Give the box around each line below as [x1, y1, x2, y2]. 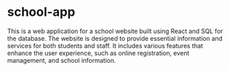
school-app [7, 4, 76, 20]
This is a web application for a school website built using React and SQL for [7, 27, 224, 35]
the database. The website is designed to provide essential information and [7, 34, 223, 42]
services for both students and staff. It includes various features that [7, 41, 204, 50]
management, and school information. [7, 56, 116, 64]
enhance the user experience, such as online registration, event [7, 49, 190, 57]
